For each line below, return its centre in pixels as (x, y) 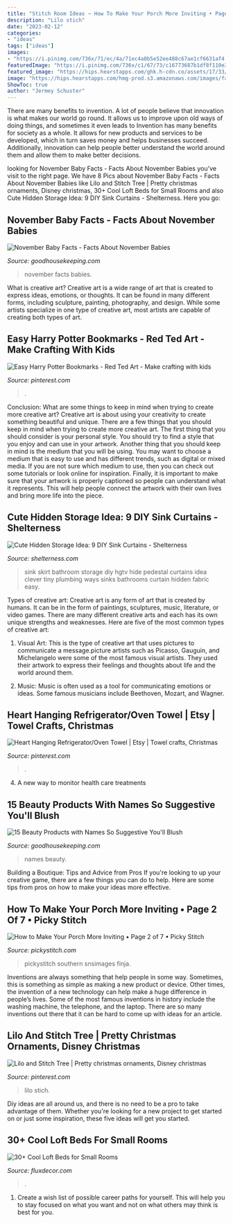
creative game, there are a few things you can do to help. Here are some (111, 880)
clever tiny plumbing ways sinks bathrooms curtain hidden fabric (116, 579)
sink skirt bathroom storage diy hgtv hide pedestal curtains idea (115, 572)
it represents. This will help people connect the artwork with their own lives (114, 488)
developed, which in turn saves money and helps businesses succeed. (108, 140)
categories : (24, 33)
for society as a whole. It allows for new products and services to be (105, 133)
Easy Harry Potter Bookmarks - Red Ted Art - (106, 339)
